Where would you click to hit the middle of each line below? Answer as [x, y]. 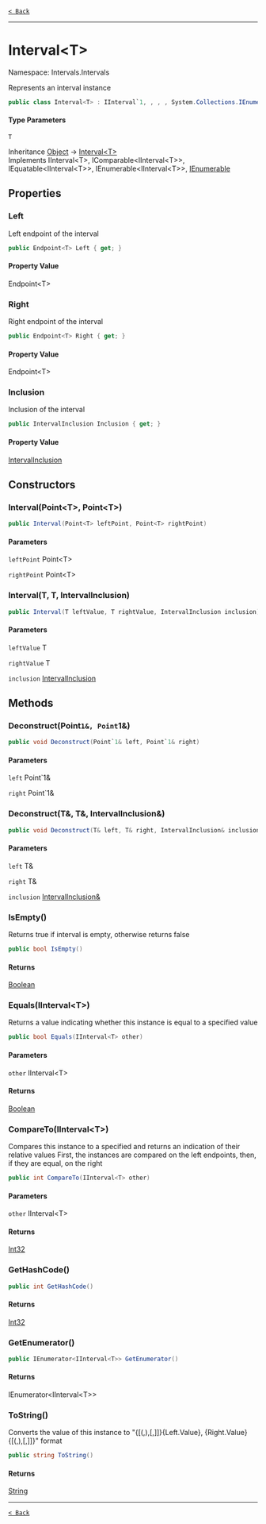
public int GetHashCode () [51, 1287]
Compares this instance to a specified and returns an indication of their [124, 1147]
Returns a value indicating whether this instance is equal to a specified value [133, 1022]
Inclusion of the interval [47, 410]
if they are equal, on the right [55, 1163]
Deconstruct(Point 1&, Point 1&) [69, 725]
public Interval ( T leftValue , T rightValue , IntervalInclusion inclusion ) [134, 612]
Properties [35, 193]
